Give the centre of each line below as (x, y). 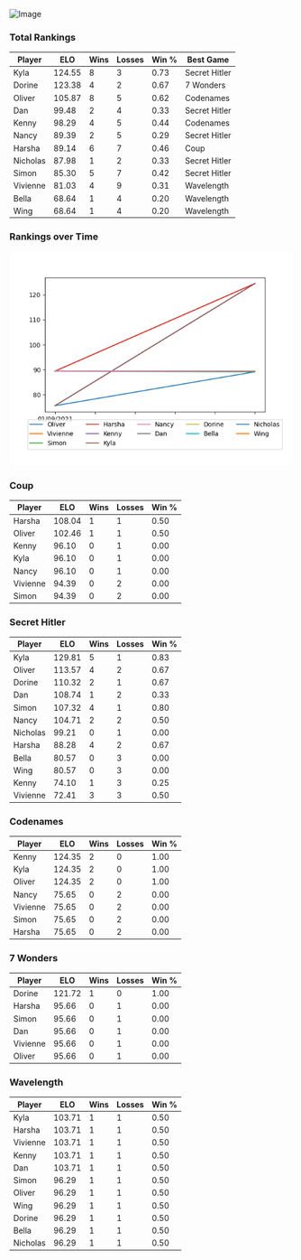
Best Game (208, 60)
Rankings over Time (54, 237)
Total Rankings (43, 37)
